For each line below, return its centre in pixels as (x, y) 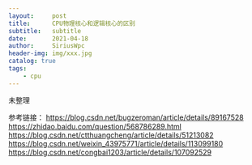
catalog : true (32, 61)
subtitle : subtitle (45, 31)
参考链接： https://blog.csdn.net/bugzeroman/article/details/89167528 (126, 117)
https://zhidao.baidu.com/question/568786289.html (95, 126)
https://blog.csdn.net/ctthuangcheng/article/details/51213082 (111, 135)
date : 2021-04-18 (49, 38)
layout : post (38, 16)
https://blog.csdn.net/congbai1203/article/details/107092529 (110, 152)
